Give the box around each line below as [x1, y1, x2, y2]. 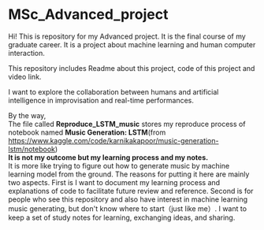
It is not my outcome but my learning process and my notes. [8, 152, 209, 162]
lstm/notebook [8, 144, 55, 154]
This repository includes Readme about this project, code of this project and [8, 63, 255, 72]
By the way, [8, 110, 46, 120]
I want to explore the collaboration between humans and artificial [8, 87, 219, 96]
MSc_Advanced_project [8, 6, 169, 24]
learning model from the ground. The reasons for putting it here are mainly [8, 169, 250, 179]
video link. [8, 72, 42, 81]
